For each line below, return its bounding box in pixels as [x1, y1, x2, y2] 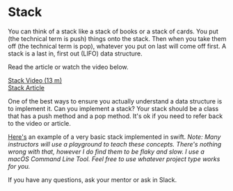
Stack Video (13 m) [8, 76, 62, 84]
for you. [8, 162, 31, 170]
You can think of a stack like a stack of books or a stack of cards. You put [8, 27, 218, 35]
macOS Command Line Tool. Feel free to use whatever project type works [8, 154, 220, 163]
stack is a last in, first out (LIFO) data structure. [8, 49, 143, 58]
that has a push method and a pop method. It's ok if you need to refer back [8, 112, 223, 120]
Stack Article [8, 83, 45, 92]
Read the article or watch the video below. [8, 63, 129, 71]
